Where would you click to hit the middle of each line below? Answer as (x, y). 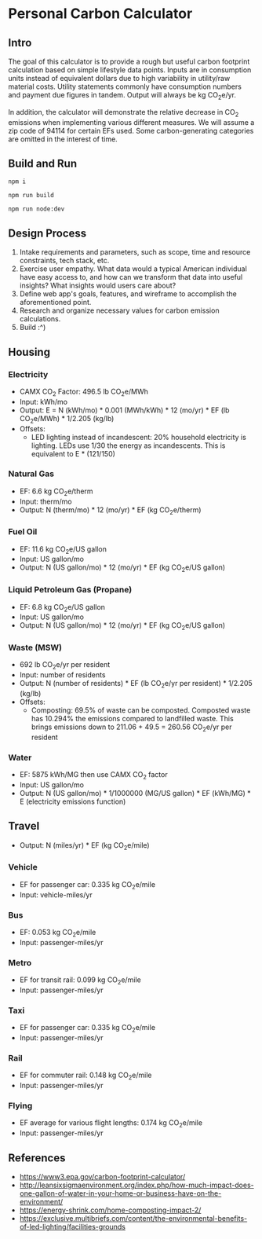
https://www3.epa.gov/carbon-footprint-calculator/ (102, 1176)
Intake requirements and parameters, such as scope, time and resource (135, 252)
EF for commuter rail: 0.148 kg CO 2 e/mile (86, 1076)
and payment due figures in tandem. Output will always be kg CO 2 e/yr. (122, 96)
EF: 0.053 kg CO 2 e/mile (58, 933)
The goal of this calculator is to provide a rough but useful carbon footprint (129, 61)
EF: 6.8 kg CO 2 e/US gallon (62, 608)
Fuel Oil (23, 532)
